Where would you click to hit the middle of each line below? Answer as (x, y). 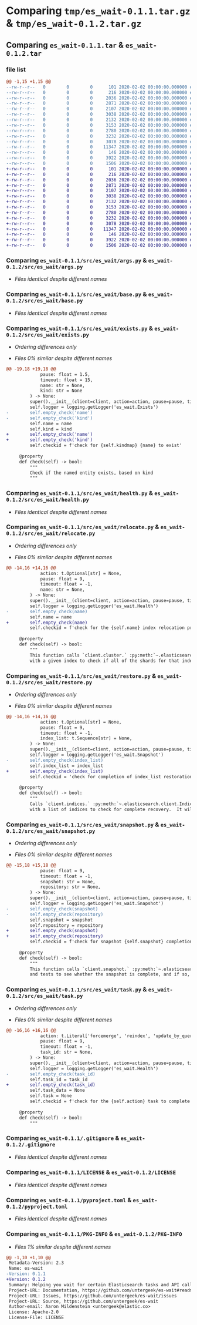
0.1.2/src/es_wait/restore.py (49, 682)
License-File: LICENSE (36, 1318)
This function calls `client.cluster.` (78, 655)
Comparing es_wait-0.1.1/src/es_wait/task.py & (77, 990)
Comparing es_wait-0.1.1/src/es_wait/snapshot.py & (83, 825)
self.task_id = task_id (59, 1079)
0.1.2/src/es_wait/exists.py (48, 335)
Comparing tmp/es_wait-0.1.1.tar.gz (98, 11)
